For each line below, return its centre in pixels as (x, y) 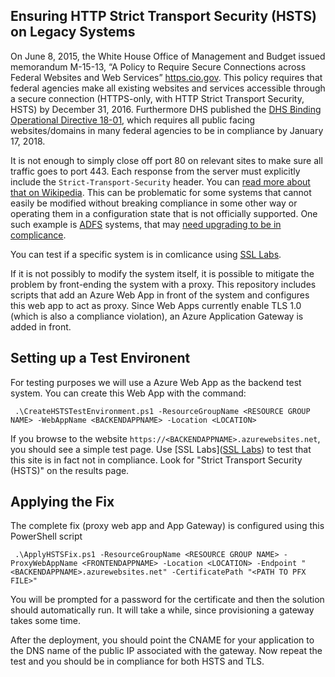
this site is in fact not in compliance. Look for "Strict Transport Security (156, 460)
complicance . (38, 235)
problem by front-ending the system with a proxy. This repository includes (163, 284)
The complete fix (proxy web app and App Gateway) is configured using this (167, 526)
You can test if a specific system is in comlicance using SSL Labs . (146, 254)
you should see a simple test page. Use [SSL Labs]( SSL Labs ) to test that (161, 449)
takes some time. (45, 621)
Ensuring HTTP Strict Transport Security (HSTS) (163, 16)
